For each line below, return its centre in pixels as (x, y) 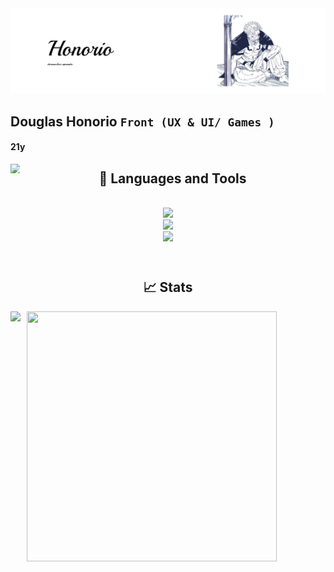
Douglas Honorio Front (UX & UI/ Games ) (142, 121)
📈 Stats (168, 287)
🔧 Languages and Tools (172, 178)
